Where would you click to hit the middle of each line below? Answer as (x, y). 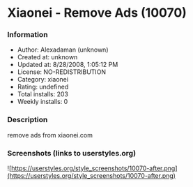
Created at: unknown (47, 57)
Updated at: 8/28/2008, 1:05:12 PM (68, 65)
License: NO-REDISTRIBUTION (62, 72)
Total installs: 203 (43, 94)
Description (28, 120)
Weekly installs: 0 (43, 102)
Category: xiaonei (43, 80)
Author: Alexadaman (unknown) (63, 50)
